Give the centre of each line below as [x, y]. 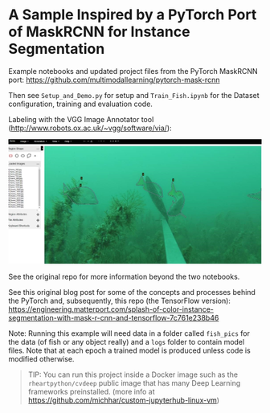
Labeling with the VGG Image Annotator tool [81, 119]
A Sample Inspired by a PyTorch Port [133, 15]
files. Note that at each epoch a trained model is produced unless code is [129, 350]
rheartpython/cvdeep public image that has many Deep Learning [134, 382]
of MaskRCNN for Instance [99, 32]
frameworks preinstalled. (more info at [91, 391]
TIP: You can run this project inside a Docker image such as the [133, 374]
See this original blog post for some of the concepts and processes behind [132, 292]
